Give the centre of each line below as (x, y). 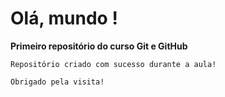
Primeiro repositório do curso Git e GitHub (99, 46)
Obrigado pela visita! (57, 82)
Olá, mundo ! (64, 18)
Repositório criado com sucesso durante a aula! (113, 64)
